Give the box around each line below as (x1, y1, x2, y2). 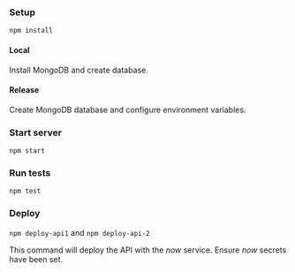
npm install (9, 26, 53, 35)
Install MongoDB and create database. (9, 64, 148, 75)
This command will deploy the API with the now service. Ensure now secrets (9, 245, 287, 255)
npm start (9, 147, 46, 155)
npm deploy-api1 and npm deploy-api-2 (9, 227, 150, 238)
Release (9, 85, 40, 95)
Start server (9, 126, 62, 139)
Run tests (9, 166, 51, 178)
